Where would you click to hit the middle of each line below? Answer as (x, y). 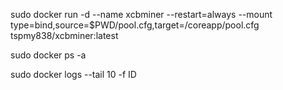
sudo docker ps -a (48, 55)
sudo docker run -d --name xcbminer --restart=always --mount (141, 14)
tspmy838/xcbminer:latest (64, 35)
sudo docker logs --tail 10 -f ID (73, 74)
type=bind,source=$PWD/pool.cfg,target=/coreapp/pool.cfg (135, 25)
